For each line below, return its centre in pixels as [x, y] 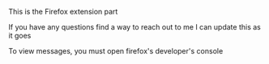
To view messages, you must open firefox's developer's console [116, 51]
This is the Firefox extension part [63, 12]
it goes [20, 36]
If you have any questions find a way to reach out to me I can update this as [134, 27]
